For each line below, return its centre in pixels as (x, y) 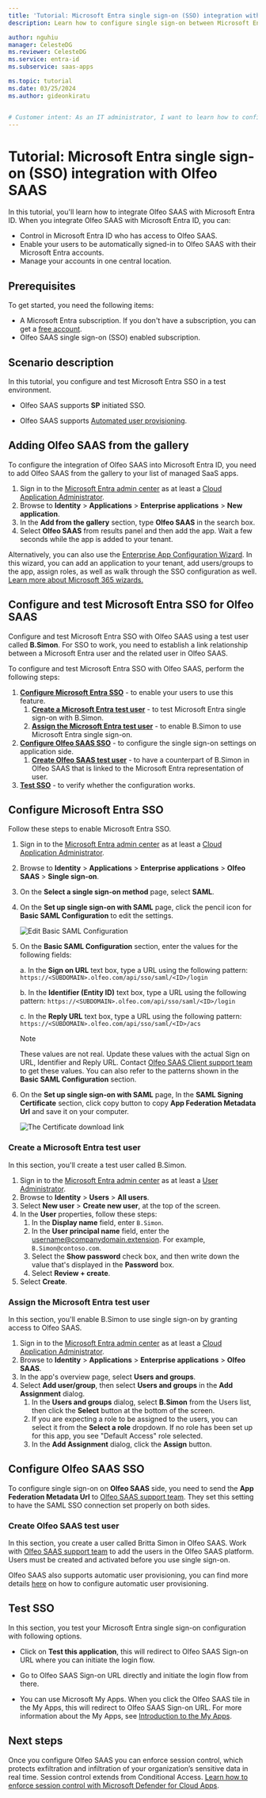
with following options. (45, 1636)
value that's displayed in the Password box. (103, 1264)
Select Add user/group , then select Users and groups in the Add (126, 1385)
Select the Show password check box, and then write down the (135, 1256)
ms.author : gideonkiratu (49, 96)
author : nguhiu (33, 37)
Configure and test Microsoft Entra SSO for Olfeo (131, 605)
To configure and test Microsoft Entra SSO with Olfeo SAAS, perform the (126, 668)
